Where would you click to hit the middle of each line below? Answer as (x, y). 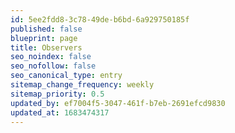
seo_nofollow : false (53, 66)
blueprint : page (44, 38)
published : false (46, 29)
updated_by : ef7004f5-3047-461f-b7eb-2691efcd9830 (118, 103)
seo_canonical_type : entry (66, 76)
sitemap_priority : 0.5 (57, 94)
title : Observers (46, 47)
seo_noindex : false (51, 57)
